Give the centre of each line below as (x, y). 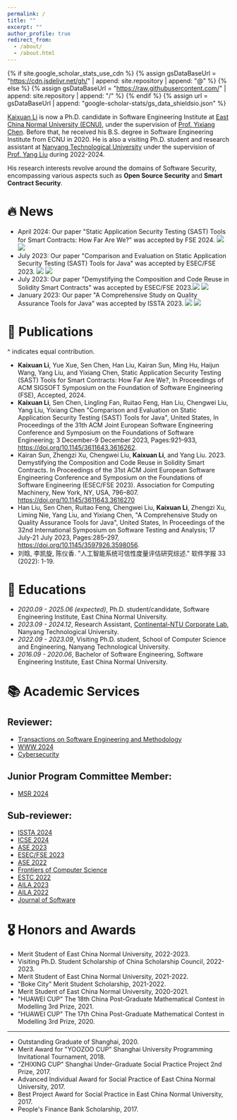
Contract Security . (35, 183)
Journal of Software (47, 900)
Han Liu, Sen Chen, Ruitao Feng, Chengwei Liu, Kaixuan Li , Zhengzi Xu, (122, 507)
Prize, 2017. (34, 1072)
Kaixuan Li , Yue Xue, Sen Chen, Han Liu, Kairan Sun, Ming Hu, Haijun (119, 365)
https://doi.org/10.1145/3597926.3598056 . (78, 544)
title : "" (22, 20)
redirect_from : (30, 40)
